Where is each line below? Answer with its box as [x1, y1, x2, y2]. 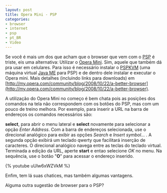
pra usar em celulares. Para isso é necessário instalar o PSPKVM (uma [5, 64, 150, 70]
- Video [5, 40, 21, 45]
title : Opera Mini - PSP [5, 12, 57, 17]
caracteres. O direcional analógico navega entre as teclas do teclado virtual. [5, 142, 162, 148]
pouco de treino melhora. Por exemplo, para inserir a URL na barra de [5, 106, 148, 112]
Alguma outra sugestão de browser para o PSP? [5, 182, 104, 188]
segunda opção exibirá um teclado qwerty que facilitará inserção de [5, 137, 146, 143]
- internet [5, 26, 28, 31]
